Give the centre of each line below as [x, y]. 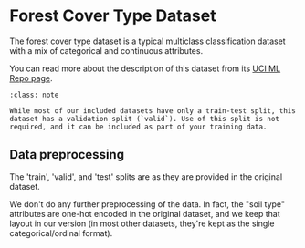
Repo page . [31, 77]
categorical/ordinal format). [61, 232]
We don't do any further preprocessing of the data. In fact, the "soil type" [147, 204]
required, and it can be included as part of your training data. [138, 127]
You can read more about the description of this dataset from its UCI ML [145, 68]
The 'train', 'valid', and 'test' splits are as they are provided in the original [146, 176]
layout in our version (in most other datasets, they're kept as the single [142, 223]
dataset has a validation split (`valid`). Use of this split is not [145, 119]
